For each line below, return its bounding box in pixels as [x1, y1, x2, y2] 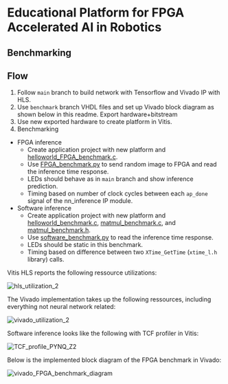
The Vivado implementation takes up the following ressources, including [7, 295, 212, 303]
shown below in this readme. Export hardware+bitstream [16, 110, 178, 118]
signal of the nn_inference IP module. [27, 197, 133, 205]
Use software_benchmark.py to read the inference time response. [27, 233, 214, 242]
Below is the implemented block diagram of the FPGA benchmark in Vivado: [7, 356, 222, 364]
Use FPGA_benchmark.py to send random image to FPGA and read [27, 160, 218, 169]
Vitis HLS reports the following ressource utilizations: [7, 268, 157, 277]
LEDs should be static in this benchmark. [27, 241, 143, 249]
